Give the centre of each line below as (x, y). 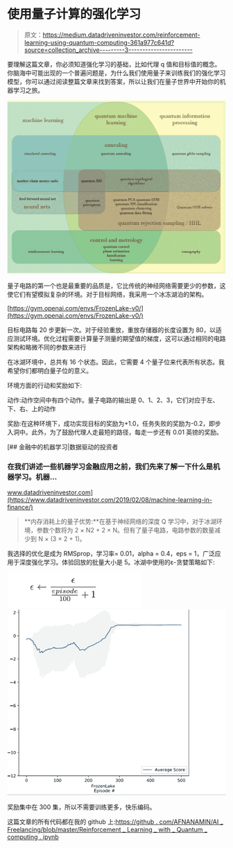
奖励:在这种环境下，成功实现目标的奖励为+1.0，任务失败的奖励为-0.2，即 (111, 424)
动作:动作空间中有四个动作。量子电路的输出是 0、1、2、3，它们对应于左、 (113, 400)
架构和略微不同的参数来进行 (47, 347)
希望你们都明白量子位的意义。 (50, 371)
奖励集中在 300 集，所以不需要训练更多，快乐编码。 (81, 807)
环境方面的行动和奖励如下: (45, 386)
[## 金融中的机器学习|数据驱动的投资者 (63, 447)
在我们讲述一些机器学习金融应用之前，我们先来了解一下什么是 (110, 467)
